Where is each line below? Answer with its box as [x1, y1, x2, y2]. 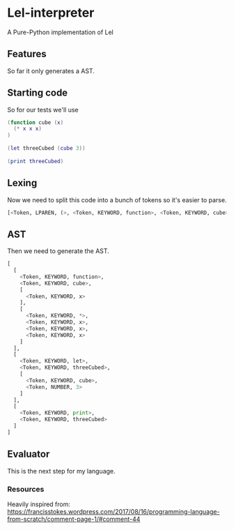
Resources [7, 484, 45, 494]
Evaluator [7, 448, 50, 460]
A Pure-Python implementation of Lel [7, 28, 114, 36]
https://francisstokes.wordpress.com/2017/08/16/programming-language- [7, 507, 220, 515]
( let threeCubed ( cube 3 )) [7, 145, 86, 152]
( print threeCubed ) [7, 158, 64, 165]
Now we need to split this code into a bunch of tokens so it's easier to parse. [7, 195, 227, 204]
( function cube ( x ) [7, 119, 64, 126]
